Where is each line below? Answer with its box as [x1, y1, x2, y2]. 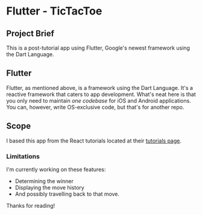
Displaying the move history [14, 184, 84, 191]
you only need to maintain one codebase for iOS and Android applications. [6, 97, 191, 104]
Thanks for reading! [6, 202, 55, 209]
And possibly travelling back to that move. [14, 190, 119, 197]
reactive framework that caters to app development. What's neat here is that [6, 91, 196, 98]
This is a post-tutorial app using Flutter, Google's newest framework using [6, 44, 190, 51]
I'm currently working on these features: [6, 165, 106, 173]
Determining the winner [14, 177, 74, 185]
